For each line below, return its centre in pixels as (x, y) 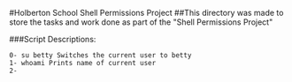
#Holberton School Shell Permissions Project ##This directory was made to (146, 13)
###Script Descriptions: (53, 39)
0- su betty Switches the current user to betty (100, 56)
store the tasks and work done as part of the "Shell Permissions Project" (141, 22)
